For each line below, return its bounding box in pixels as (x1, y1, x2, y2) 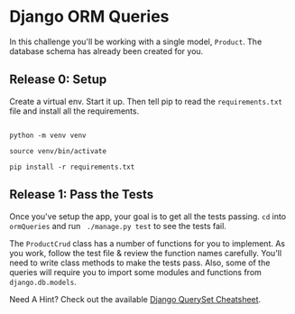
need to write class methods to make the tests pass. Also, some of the (9, 257, 271, 268)
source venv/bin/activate (9, 146, 106, 155)
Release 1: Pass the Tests (9, 187, 154, 202)
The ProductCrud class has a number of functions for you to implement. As (9, 237, 286, 249)
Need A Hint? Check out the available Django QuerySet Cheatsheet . (9, 293, 262, 304)
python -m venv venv (9, 131, 88, 140)
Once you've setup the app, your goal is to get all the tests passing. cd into (9, 210, 287, 222)
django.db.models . (9, 276, 77, 287)
